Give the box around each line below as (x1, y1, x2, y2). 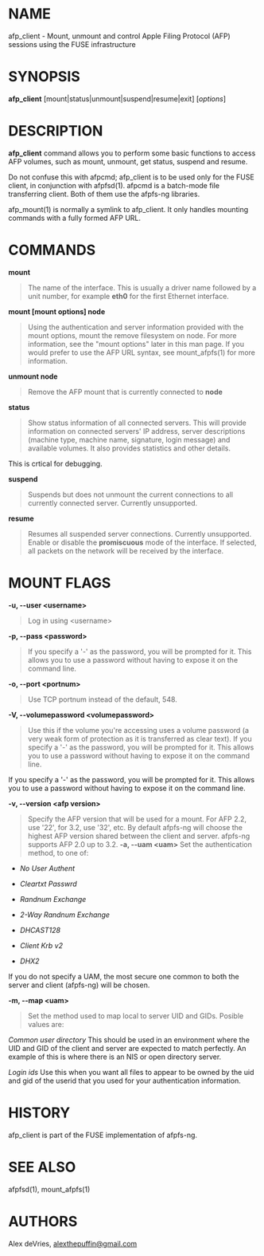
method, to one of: (27, 848, 89, 857)
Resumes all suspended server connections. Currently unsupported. (27, 529, 252, 538)
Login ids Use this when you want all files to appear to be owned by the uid (8, 1067, 254, 1077)
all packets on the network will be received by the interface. (27, 545, 224, 555)
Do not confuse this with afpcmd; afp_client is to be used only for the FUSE (8, 172, 254, 182)
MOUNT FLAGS (8, 573, 111, 592)
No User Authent (19, 863, 76, 873)
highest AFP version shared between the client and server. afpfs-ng (27, 831, 250, 841)
